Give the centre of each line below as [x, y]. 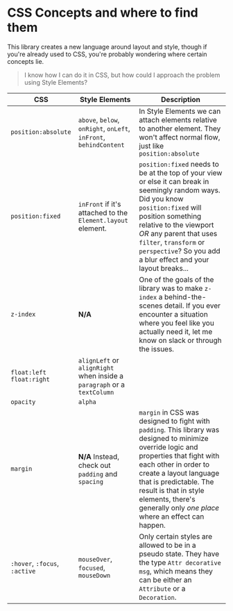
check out [95, 465]
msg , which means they [176, 571]
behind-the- [185, 296]
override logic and [169, 447]
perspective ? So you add [180, 251]
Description [181, 99]
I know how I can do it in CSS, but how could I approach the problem [122, 75]
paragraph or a [102, 385]
